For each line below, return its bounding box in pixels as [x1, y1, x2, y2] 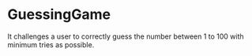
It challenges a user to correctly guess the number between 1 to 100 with [7, 32, 244, 41]
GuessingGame [7, 6, 111, 24]
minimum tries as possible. [7, 39, 95, 49]
